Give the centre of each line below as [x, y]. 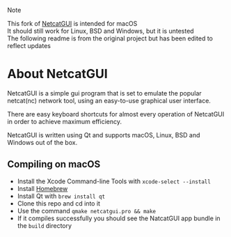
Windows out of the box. [42, 142]
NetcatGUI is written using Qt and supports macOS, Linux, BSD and [104, 135]
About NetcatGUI [57, 74]
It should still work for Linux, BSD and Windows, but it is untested [101, 31]
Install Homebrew [42, 188]
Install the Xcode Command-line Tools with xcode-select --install [114, 181]
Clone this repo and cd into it [59, 203]
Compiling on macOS [54, 164]
